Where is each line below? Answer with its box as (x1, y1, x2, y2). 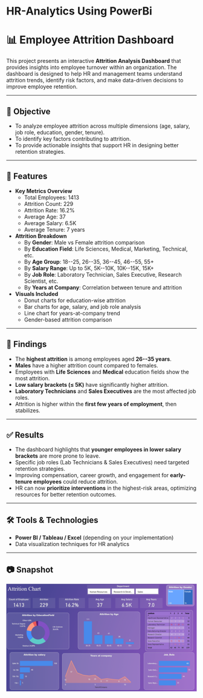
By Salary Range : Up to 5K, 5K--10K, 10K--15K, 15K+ (24, 265, 154, 272)
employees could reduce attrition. (33, 478, 118, 486)
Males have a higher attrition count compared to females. (14, 361, 158, 369)
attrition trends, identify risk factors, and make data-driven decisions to (6, 77, 184, 84)
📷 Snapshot (6, 564, 54, 575)
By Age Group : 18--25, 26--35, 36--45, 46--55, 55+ (24, 258, 154, 265)
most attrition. (14, 374, 50, 382)
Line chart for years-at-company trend (24, 309, 120, 317)
